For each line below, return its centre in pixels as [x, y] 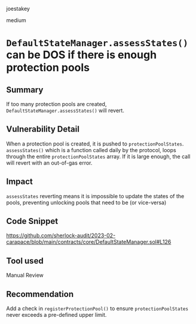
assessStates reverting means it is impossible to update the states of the [95, 196]
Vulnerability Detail [43, 129]
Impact [19, 182]
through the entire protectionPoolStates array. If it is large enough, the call [98, 156]
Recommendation [40, 294]
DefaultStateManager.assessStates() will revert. [65, 110]
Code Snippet [32, 221]
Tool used [25, 261]
